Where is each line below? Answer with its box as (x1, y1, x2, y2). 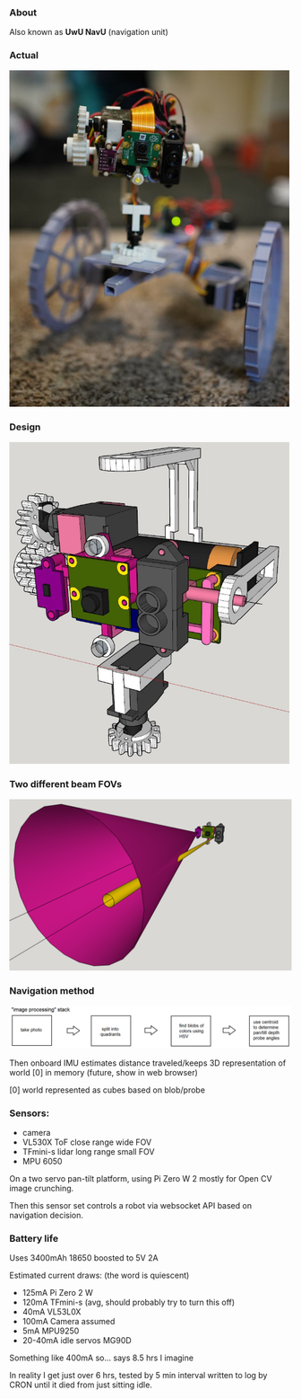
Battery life (9, 1233, 59, 1245)
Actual (9, 49, 39, 62)
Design (9, 421, 41, 433)
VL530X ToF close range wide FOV (21, 1137, 152, 1147)
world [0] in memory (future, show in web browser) (9, 1067, 199, 1077)
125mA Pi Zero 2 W (21, 1288, 94, 1298)
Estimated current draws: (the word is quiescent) (9, 1270, 190, 1281)
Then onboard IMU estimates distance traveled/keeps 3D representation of (9, 1058, 287, 1068)
